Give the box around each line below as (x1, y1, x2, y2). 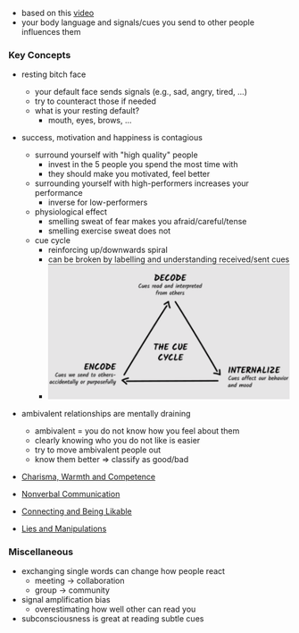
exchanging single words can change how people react (21, 566, 225, 577)
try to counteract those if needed (34, 96, 157, 106)
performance (34, 188, 84, 198)
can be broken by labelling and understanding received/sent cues (47, 254, 290, 265)
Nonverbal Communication (21, 488, 120, 499)
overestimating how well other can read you (34, 603, 196, 615)
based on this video (21, 8, 95, 18)
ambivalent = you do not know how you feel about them (34, 425, 240, 436)
